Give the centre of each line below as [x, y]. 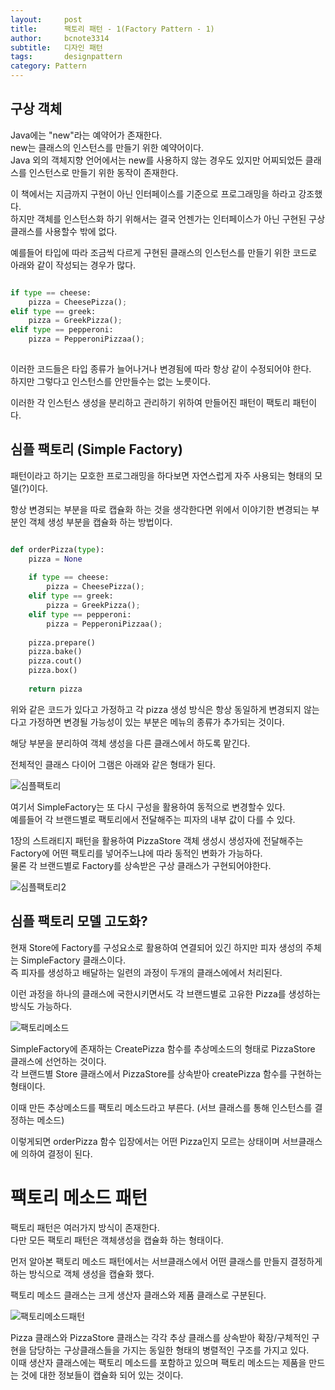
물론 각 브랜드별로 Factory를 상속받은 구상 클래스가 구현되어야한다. [141, 865]
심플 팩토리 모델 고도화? [79, 921]
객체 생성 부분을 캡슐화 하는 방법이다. [100, 522]
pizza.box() [53, 671]
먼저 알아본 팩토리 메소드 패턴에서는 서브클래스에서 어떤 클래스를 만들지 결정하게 [166, 1261]
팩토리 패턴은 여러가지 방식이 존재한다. [85, 1227]
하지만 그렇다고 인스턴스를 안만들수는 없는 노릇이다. [110, 381]
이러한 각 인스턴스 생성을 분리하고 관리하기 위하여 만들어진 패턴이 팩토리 [150, 402]
